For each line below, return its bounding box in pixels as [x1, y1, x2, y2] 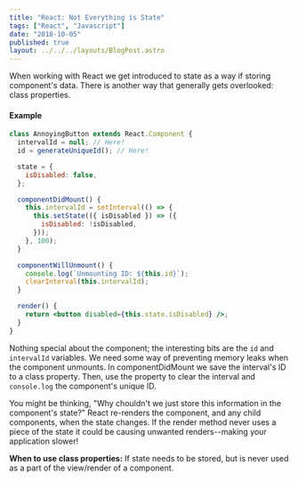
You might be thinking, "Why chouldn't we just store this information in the [9, 397, 282, 408]
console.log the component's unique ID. [9, 380, 157, 391]
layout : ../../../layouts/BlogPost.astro [9, 46, 165, 55]
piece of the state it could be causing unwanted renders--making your [9, 426, 267, 437]
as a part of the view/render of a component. [9, 462, 174, 473]
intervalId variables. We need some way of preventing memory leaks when [9, 352, 289, 363]
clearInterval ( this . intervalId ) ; [25, 277, 149, 286]
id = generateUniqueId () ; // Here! [17, 146, 149, 156]
